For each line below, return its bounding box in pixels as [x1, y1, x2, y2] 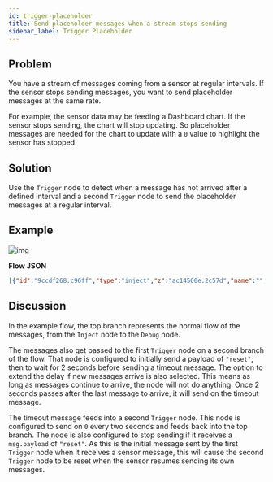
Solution [8, 161, 52, 175]
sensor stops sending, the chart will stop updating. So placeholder [8, 120, 231, 130]
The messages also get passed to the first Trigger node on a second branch [8, 345, 265, 354]
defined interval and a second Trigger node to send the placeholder [8, 192, 236, 201]
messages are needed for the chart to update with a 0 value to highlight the [8, 129, 260, 139]
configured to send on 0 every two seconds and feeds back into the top [8, 421, 248, 431]
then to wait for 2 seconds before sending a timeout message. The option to [8, 363, 263, 372]
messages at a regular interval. [8, 200, 112, 210]
